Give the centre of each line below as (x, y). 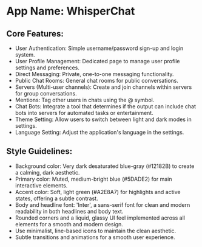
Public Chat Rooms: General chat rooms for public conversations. (97, 81)
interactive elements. (41, 185)
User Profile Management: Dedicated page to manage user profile (97, 61)
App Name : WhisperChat (71, 11)
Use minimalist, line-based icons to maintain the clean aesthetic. (96, 231)
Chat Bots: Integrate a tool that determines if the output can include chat (105, 106)
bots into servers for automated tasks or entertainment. (84, 113)
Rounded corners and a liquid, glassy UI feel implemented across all (100, 218)
